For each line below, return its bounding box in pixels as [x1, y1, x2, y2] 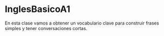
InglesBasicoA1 [5, 3, 71, 15]
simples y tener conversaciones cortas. [5, 25, 88, 31]
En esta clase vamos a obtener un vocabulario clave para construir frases [5, 20, 159, 26]
